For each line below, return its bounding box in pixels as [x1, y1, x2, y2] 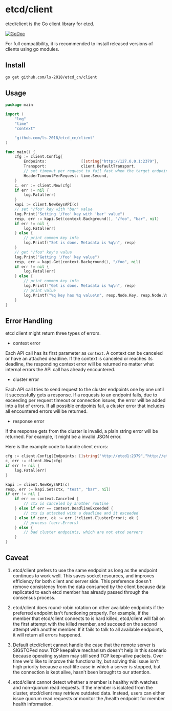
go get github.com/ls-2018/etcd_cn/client [5, 75, 97, 80]
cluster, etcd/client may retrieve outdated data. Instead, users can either [12, 690, 165, 696]
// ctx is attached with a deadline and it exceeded [24, 511, 139, 516]
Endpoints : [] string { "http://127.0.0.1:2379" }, [24, 159, 159, 164]
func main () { [5, 149, 36, 155]
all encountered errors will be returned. [5, 408, 88, 414]
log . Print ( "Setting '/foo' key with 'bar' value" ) [14, 211, 125, 216]
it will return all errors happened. [12, 631, 82, 638]
